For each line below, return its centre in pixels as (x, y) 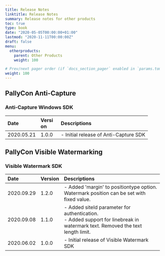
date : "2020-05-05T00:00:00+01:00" (41, 32)
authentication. (81, 214)
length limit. (77, 232)
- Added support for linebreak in (101, 220)
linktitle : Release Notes (31, 14)
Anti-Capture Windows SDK (39, 107)
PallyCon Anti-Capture (41, 93)
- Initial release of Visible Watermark (106, 240)
